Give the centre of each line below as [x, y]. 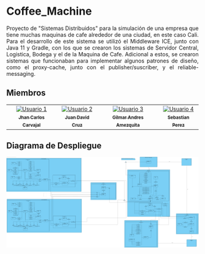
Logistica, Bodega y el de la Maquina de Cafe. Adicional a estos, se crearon [103, 54]
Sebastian [178, 118]
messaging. [21, 73]
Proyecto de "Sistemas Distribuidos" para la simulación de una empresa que [103, 28]
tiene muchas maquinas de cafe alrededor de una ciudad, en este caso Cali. [103, 34]
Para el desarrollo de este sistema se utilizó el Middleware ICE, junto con [103, 41]
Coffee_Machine [49, 11]
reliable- [188, 67]
